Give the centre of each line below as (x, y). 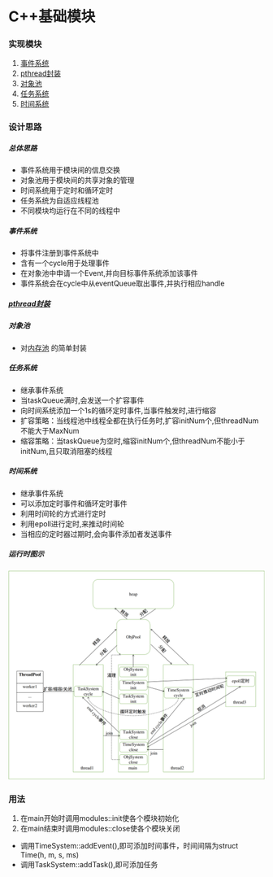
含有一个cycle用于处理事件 (65, 263)
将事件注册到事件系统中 (59, 253)
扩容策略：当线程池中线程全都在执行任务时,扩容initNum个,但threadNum (139, 421)
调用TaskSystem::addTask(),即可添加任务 (89, 865)
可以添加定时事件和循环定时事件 (74, 503)
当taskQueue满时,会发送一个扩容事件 (82, 400)
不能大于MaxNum (50, 430)
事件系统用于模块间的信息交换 (70, 170)
